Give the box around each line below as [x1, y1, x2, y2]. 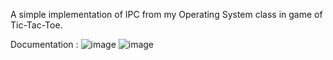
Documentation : [10, 39, 79, 50]
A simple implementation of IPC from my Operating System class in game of [10, 9, 323, 20]
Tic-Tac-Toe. [10, 19, 63, 31]
